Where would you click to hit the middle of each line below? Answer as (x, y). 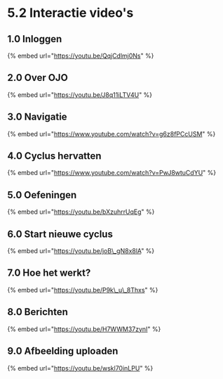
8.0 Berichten (38, 312)
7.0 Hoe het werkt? (49, 273)
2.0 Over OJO (38, 78)
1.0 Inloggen (35, 39)
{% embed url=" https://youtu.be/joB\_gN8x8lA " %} (81, 251)
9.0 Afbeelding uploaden (63, 351)
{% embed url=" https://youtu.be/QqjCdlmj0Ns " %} (81, 56)
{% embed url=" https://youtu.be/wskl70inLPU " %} (80, 368)
